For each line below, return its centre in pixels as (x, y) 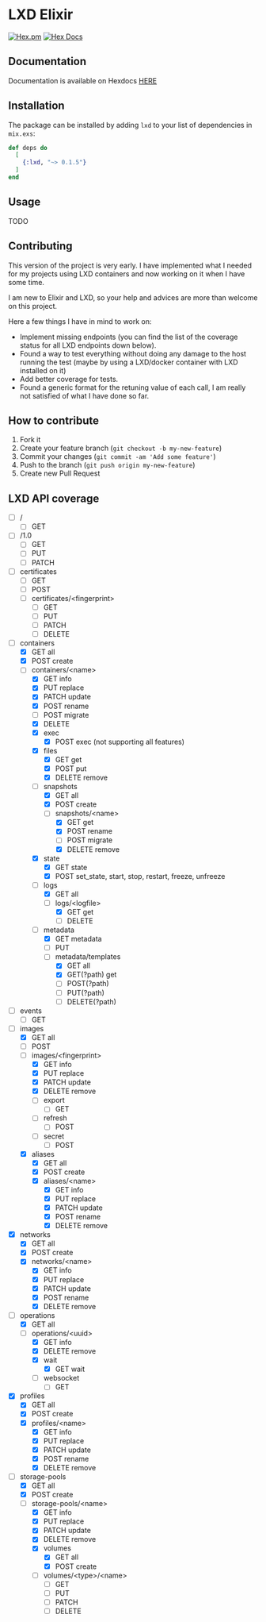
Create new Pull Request (60, 473)
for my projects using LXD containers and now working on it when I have (127, 274)
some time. (27, 282)
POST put (71, 769)
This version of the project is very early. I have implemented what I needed (130, 265)
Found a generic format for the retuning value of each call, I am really (133, 387)
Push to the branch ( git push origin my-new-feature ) (107, 465)
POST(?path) (88, 984)
